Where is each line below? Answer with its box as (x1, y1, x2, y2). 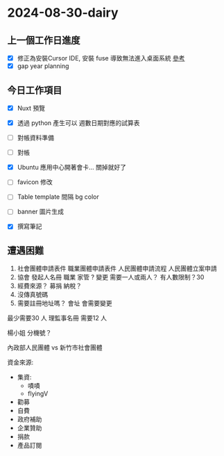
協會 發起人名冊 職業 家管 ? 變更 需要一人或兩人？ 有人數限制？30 (17, 273, 205, 282)
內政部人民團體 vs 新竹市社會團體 (7, 343, 103, 352)
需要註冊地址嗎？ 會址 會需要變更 (17, 299, 112, 307)
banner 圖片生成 (17, 207, 64, 216)
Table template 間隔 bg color (17, 193, 99, 201)
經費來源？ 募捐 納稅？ (17, 282, 82, 290)
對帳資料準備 (17, 133, 54, 142)
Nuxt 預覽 (17, 104, 46, 112)
